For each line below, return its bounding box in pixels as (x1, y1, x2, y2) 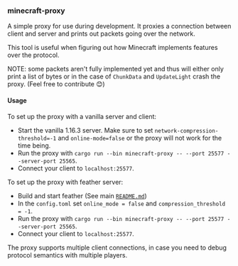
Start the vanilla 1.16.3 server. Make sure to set (17, 126, 153, 134)
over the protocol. (7, 51, 60, 59)
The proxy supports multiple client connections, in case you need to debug (7, 243, 227, 252)
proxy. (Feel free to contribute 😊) (7, 80, 105, 88)
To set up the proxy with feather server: (7, 178, 124, 186)
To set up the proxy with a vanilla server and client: (7, 112, 157, 121)
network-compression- (154, 127, 219, 134)
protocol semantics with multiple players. (7, 250, 128, 259)
